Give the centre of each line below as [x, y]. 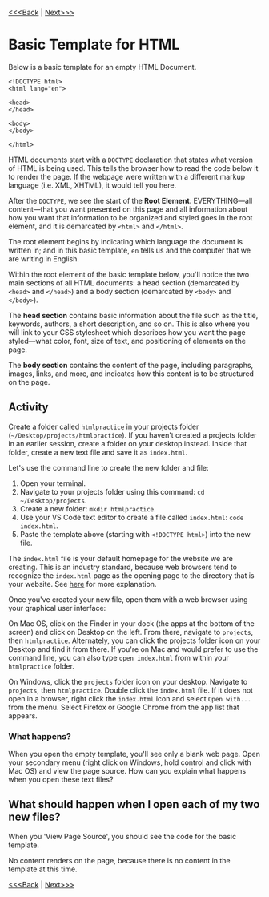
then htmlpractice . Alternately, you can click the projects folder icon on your [134, 640]
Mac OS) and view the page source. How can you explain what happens [127, 771]
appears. [23, 715]
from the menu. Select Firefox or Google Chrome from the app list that [124, 707]
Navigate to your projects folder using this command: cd [112, 491]
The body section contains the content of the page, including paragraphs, [131, 365]
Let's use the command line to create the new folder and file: [108, 467]
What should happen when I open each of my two [134, 804]
